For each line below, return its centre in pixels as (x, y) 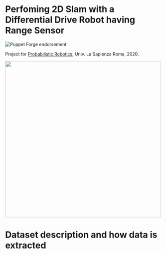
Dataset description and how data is (81, 235)
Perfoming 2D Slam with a (60, 9)
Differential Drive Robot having (70, 20)
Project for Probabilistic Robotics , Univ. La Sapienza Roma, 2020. (72, 54)
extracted (26, 245)
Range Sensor (35, 30)
